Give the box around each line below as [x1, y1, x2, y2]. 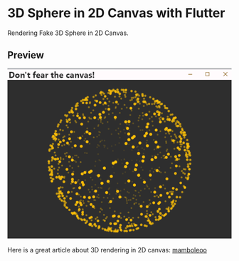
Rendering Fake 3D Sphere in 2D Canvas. [7, 29, 129, 37]
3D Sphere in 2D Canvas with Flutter [7, 5, 225, 21]
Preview [7, 49, 45, 61]
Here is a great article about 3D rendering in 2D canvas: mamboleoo [7, 245, 208, 254]
